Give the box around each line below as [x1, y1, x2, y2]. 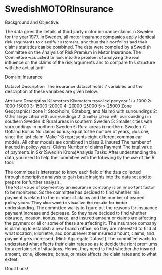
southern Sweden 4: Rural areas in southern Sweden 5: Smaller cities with [5, 118, 152, 124]
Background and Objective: [5, 19, 59, 25]
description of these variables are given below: [5, 88, 99, 94]
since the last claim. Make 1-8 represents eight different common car [5, 134, 142, 140]
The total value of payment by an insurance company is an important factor [5, 184, 155, 190]
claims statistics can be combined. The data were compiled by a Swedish [5, 44, 151, 50]
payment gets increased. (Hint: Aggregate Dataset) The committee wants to [5, 235, 156, 241]
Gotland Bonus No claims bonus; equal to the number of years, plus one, [5, 129, 150, 134]
